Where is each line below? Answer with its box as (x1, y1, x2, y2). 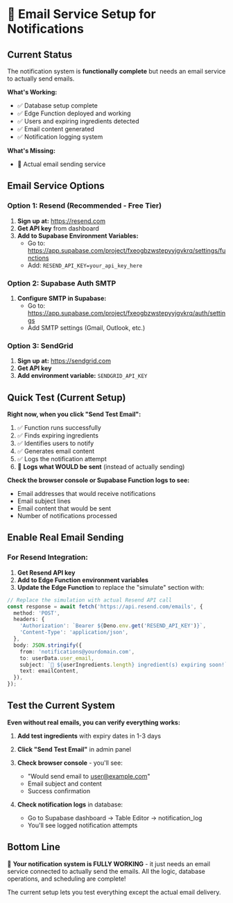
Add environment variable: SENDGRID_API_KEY (17, 372, 148, 380)
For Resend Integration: (7, 552, 88, 562)
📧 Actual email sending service (17, 160, 106, 168)
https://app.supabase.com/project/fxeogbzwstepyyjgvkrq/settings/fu (27, 246, 226, 254)
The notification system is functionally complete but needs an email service (7, 67, 226, 75)
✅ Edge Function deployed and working (17, 109, 131, 117)
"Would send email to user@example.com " (27, 772, 150, 780)
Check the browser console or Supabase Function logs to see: (7, 476, 190, 485)
